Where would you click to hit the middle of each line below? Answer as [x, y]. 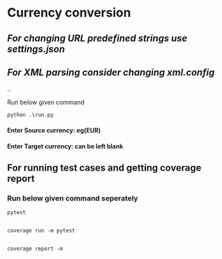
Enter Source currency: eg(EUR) [54, 130]
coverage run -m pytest [41, 231]
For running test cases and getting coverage [104, 167]
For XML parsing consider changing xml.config [111, 72]
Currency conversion [69, 13]
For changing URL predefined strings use [97, 38]
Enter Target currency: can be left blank [65, 146]
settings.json [36, 49]
